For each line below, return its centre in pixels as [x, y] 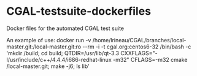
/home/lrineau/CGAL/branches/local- [139, 40]
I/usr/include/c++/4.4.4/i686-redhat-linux [59, 59]
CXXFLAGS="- [139, 53]
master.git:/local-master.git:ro [44, 47]
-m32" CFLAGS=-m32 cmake [150, 59]
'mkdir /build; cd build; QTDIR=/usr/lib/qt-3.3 [63, 53]
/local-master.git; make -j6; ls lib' [48, 66]
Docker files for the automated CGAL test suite [65, 28]
